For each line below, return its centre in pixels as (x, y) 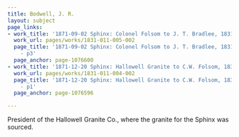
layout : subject (31, 21)
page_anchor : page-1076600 (54, 60)
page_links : (25, 27)
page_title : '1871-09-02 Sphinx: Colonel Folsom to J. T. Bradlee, (116, 47)
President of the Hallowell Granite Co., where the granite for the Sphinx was (118, 120)
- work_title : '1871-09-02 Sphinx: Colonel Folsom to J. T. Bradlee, (113, 34)
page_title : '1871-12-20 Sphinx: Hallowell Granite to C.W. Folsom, (117, 80)
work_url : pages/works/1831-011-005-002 (74, 40)
